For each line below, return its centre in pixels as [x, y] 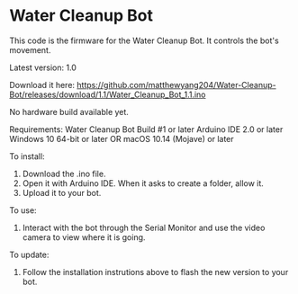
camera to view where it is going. [84, 237]
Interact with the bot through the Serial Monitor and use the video [144, 227]
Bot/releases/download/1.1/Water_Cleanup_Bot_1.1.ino [108, 94]
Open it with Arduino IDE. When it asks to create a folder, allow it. [143, 183]
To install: [27, 156]
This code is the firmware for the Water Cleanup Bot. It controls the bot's [144, 40]
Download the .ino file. [64, 174]
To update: [29, 254]
